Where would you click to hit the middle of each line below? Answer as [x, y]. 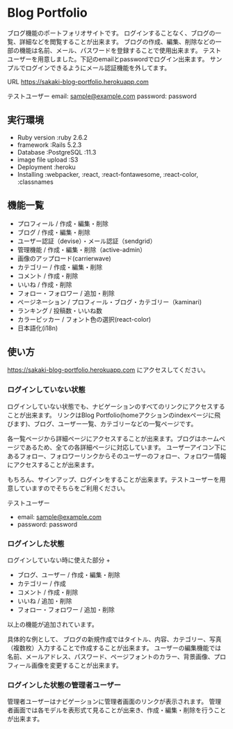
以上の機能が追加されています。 [53, 624]
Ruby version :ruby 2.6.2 [53, 137]
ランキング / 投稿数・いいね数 [60, 311]
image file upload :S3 [48, 159]
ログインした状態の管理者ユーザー [64, 685]
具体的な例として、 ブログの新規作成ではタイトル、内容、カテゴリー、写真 [114, 639]
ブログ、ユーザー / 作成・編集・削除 [69, 574]
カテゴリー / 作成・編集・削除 [60, 267]
